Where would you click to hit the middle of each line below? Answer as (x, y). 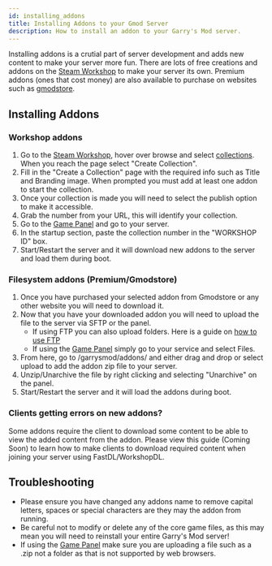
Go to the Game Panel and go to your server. (95, 224)
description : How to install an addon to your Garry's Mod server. (125, 31)
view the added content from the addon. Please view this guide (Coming (129, 439)
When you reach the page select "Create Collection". (108, 164)
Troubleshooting (52, 483)
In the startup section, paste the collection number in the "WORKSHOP (138, 233)
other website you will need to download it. (92, 306)
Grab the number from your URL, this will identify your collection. (129, 215)
